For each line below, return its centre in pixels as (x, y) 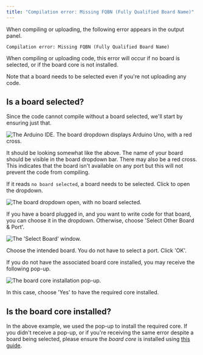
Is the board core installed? (59, 312)
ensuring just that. (29, 123)
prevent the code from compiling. (48, 172)
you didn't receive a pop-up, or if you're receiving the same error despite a (100, 333)
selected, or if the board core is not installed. (62, 64)
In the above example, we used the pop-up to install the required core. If (97, 326)
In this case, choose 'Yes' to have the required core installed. (83, 292)
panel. (14, 36)
